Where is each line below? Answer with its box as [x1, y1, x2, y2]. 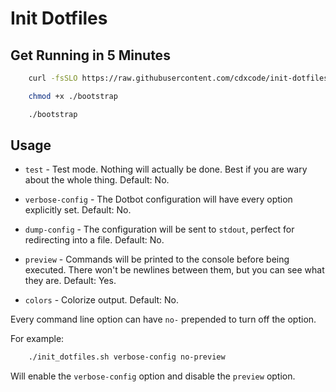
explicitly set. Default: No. [24, 204, 132, 216]
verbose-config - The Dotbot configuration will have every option [24, 193, 293, 206]
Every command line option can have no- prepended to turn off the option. [10, 313, 317, 326]
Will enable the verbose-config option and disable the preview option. [10, 370, 296, 382]
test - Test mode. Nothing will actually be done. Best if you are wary [24, 163, 308, 176]
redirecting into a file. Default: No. [24, 234, 165, 246]
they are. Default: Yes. [24, 275, 117, 287]
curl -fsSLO [28, 73, 78, 83]
